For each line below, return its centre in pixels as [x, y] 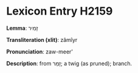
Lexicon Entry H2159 [60, 11]
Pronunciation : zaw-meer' [40, 51]
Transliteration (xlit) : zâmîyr [42, 40]
